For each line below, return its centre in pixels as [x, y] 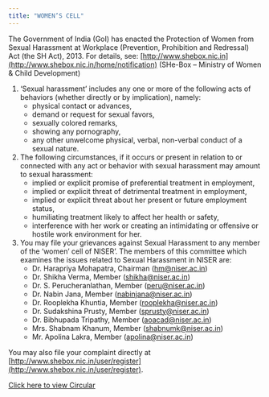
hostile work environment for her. [87, 234]
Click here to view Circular [52, 385]
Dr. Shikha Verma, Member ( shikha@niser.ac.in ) [111, 277]
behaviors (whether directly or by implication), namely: [110, 97]
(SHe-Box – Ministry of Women [210, 64]
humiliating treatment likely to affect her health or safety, [125, 217]
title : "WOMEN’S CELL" [46, 16]
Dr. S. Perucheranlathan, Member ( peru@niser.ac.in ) [118, 285]
